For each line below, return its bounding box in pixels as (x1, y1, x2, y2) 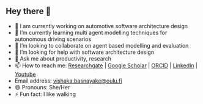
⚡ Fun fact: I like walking (14, 90, 76, 98)
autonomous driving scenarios (14, 35, 92, 43)
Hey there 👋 (6, 6, 51, 17)
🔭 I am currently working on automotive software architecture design (14, 22, 188, 29)
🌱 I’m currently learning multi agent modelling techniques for (14, 29, 168, 36)
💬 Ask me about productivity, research (14, 54, 111, 62)
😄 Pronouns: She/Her (14, 83, 70, 91)
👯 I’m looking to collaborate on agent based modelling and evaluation (14, 42, 189, 49)
